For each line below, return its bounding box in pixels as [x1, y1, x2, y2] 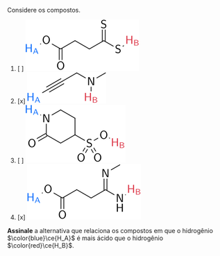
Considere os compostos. [7, 6, 81, 14]
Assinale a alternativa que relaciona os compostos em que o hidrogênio [7, 227, 214, 234]
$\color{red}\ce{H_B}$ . [7, 241, 74, 249]
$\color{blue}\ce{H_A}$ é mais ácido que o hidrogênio [7, 234, 164, 242]
